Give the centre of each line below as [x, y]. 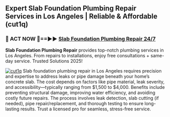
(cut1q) [17, 24]
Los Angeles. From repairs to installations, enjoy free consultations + [77, 55]
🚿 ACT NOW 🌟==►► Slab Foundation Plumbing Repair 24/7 [80, 39]
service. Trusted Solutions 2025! [49, 61]
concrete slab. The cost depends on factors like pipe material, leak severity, [85, 82]
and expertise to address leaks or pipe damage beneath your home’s [77, 76]
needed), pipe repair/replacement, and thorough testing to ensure [75, 103]
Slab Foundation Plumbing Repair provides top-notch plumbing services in [85, 50]
